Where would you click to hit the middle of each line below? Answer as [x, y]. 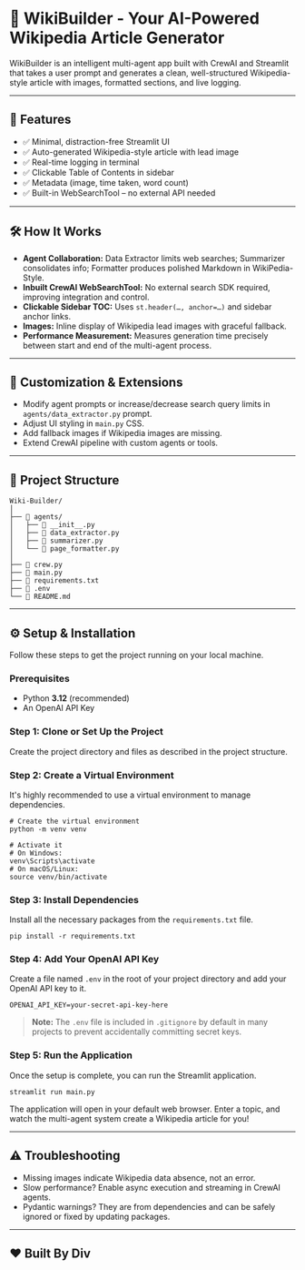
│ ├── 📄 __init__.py [52, 525]
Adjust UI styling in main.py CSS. [84, 423]
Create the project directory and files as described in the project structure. [148, 751]
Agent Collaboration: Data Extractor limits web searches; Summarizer [154, 258]
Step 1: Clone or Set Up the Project [86, 732]
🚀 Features [40, 120]
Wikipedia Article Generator [117, 38]
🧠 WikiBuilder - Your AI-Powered [135, 19]
